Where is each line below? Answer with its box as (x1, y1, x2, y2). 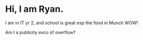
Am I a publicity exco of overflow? (5, 29, 76, 35)
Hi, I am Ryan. (5, 3, 64, 15)
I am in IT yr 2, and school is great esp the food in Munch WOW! (5, 20, 138, 26)
